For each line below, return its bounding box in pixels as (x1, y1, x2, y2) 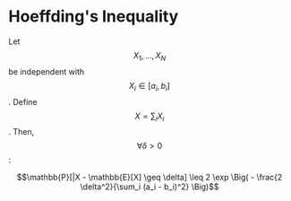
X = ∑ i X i (134, 110, 165, 123)
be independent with (8, 66, 85, 77)
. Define (8, 96, 38, 107)
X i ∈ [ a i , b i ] (128, 80, 171, 93)
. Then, (8, 127, 35, 137)
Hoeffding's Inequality (8, 6, 179, 27)
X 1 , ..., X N (133, 49, 167, 63)
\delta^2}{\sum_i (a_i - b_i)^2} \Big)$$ (80, 181, 219, 192)
